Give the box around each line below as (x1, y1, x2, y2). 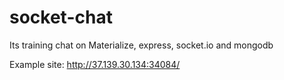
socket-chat (9, 6, 113, 29)
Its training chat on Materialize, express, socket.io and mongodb (9, 39, 274, 51)
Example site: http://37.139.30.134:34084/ (9, 58, 181, 70)
